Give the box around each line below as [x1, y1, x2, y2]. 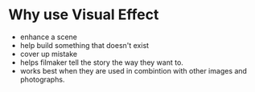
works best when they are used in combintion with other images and [19, 66, 248, 75]
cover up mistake [19, 49, 78, 58]
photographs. [19, 74, 65, 84]
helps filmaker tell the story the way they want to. [19, 58, 183, 67]
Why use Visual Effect [8, 6, 159, 24]
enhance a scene [19, 32, 78, 42]
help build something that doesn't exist [19, 40, 150, 50]
